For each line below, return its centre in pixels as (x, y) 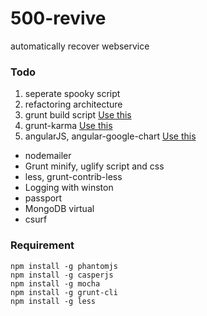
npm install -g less (53, 301)
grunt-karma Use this (68, 126)
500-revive (58, 18)
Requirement (42, 245)
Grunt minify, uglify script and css (94, 166)
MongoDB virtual (59, 209)
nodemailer (48, 156)
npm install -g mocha (55, 283)
